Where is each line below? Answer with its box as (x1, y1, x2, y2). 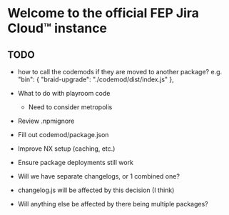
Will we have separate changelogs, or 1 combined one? (17, 172, 180, 180)
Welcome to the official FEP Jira (7, 5, 200, 21)
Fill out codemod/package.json (17, 131, 109, 139)
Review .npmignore (17, 116, 75, 125)
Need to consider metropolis (28, 103, 113, 111)
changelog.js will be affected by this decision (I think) (17, 186, 175, 194)
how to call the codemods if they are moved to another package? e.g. (17, 68, 223, 76)
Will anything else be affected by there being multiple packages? (17, 200, 208, 208)
